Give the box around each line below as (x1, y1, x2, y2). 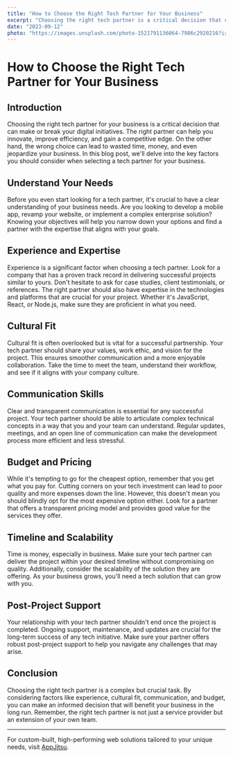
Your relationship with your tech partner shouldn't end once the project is (7, 618, 216, 626)
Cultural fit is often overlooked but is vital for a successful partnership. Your (7, 338, 223, 347)
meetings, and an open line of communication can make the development (7, 429, 217, 437)
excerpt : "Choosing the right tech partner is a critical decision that (7, 17, 222, 24)
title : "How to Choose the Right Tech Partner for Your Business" (7, 10, 203, 17)
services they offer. (7, 511, 62, 520)
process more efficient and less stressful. (7, 436, 126, 445)
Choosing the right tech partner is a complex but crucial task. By (7, 686, 191, 694)
